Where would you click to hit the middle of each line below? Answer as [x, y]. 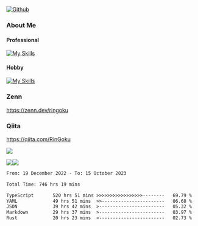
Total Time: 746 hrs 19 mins [43, 184]
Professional [23, 40]
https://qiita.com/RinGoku [39, 139]
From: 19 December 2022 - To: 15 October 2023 [66, 173]
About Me [21, 25]
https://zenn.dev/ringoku [37, 110]
